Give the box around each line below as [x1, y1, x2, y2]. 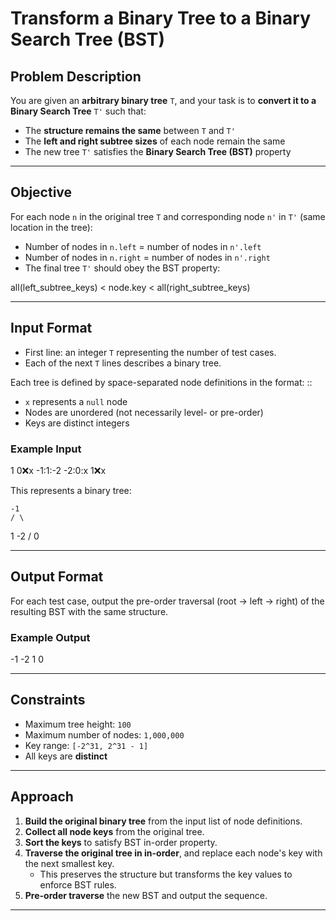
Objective [10, 184, 73, 201]
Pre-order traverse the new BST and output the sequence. [24, 889, 268, 901]
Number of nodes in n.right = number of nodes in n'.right [24, 251, 271, 263]
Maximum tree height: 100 [24, 718, 132, 730]
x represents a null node [24, 395, 128, 407]
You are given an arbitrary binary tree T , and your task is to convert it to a [10, 95, 317, 106]
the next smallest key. [24, 857, 115, 869]
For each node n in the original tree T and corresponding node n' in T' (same [10, 210, 326, 222]
